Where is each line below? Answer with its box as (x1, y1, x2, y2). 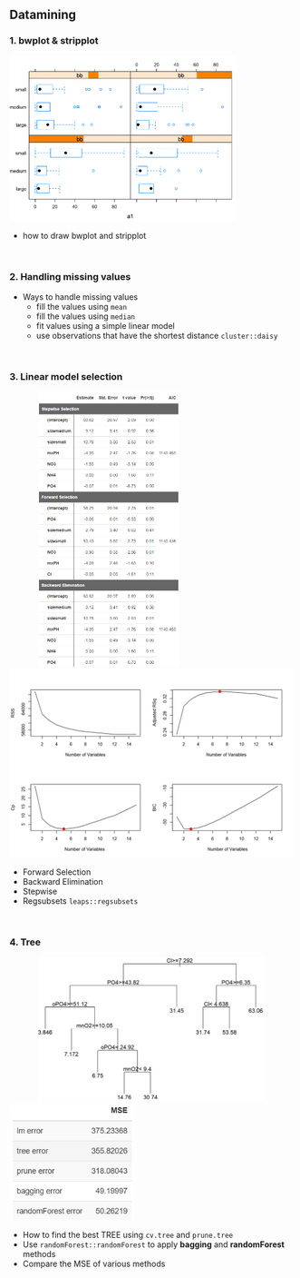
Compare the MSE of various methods (22, 1258, 166, 1270)
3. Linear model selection (9, 370, 123, 382)
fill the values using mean (35, 301, 128, 312)
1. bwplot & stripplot (9, 35, 99, 47)
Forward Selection (22, 867, 92, 877)
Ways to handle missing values (22, 291, 139, 302)
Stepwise (22, 886, 58, 897)
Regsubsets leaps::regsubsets (22, 895, 139, 906)
